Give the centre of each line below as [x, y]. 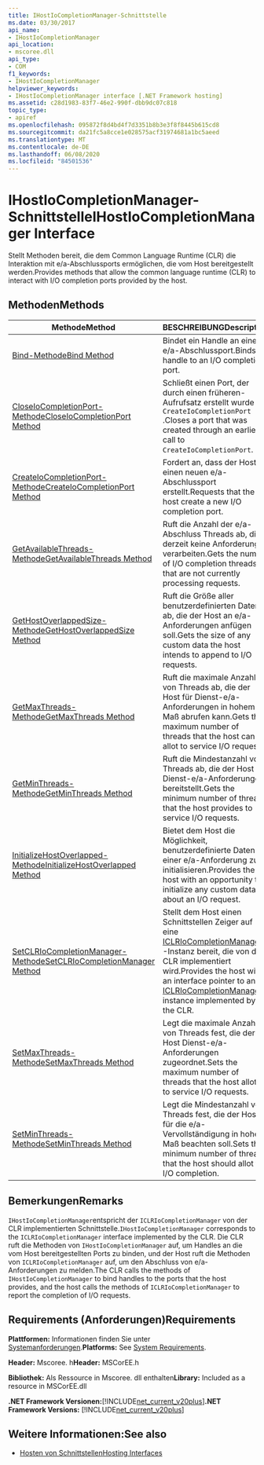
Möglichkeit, [185, 840]
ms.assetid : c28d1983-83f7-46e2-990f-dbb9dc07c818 [93, 103]
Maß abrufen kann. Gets [206, 716]
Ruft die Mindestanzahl [205, 759]
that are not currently [202, 573]
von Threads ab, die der [206, 687]
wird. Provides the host [204, 971]
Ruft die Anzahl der [198, 524]
